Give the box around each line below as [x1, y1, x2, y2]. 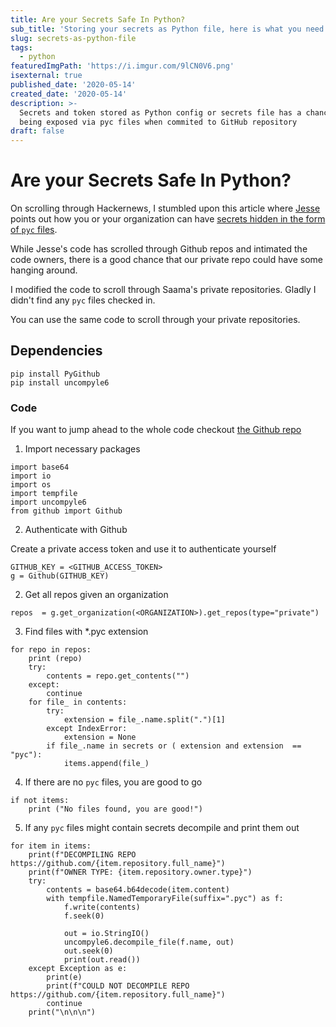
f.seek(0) [63, 911, 105, 921]
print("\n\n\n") [28, 1007, 97, 1018]
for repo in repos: [10, 645, 92, 655]
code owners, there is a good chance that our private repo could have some [10, 254, 324, 266]
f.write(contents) [63, 902, 141, 913]
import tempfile [10, 489, 78, 499]
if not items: [10, 796, 70, 806]
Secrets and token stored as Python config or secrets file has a [19, 107, 302, 118]
